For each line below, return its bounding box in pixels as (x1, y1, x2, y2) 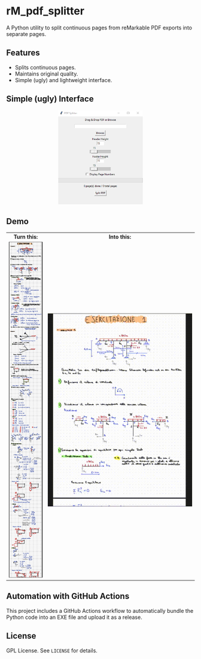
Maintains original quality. (14, 70, 78, 77)
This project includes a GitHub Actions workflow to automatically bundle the (6, 607, 194, 614)
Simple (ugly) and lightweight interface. (14, 76, 112, 83)
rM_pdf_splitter (6, 4, 85, 18)
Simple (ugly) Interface (6, 94, 94, 104)
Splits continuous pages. (14, 64, 76, 71)
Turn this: (13, 233, 38, 240)
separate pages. (6, 30, 47, 37)
